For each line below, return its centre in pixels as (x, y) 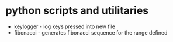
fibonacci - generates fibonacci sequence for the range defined (91, 32)
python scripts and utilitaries (77, 11)
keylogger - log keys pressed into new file (64, 26)
